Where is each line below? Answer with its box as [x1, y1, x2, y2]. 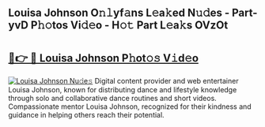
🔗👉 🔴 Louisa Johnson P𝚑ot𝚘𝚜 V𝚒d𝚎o [8, 51, 199, 65]
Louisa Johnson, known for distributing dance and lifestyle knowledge [8, 85, 237, 94]
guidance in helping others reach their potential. [8, 110, 165, 119]
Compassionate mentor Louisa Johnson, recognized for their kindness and [8, 102, 252, 111]
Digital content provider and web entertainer [94, 77, 239, 85]
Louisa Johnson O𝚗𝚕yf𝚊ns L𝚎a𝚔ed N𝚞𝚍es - [8, 6, 230, 20]
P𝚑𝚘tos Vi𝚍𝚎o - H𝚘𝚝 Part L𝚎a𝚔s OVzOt [30, 19, 229, 32]
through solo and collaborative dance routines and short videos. [8, 94, 218, 103]
